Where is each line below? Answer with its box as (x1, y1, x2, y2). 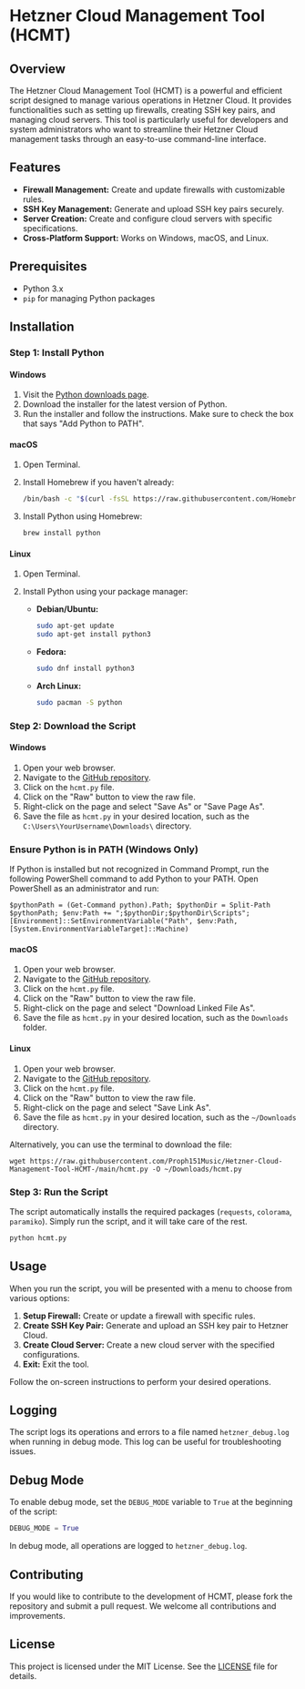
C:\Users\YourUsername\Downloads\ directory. (22, 820, 192, 831)
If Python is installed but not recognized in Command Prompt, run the (9, 864, 269, 875)
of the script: (9, 1506, 57, 1517)
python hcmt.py (9, 1233, 67, 1243)
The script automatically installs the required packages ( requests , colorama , (9, 1206, 293, 1216)
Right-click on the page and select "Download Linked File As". (22, 1002, 256, 1013)
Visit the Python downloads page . (22, 389, 150, 401)
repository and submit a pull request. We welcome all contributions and (9, 1600, 277, 1612)
